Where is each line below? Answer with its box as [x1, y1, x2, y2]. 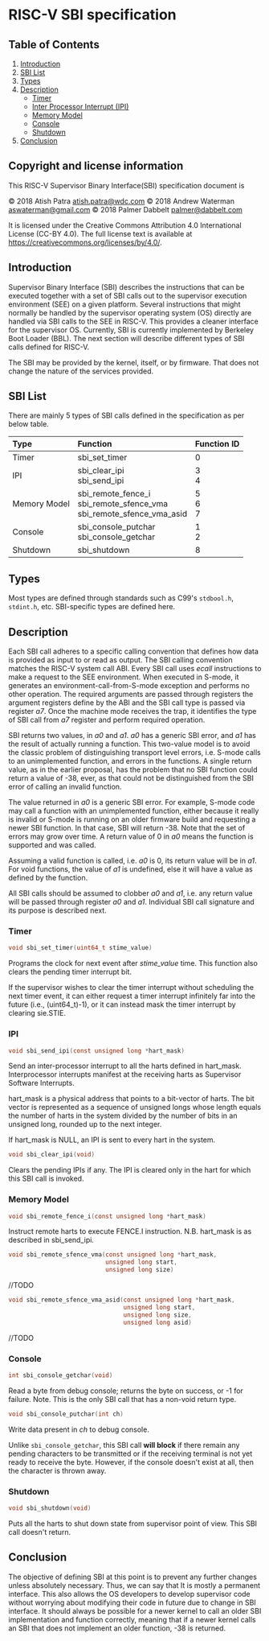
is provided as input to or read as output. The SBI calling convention [8, 655, 233, 665]
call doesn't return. [8, 1527, 71, 1536]
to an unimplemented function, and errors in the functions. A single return [8, 757, 252, 766]
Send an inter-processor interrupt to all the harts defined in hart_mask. [8, 1061, 243, 1071]
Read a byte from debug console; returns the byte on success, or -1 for [8, 1386, 243, 1396]
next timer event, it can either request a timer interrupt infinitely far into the [8, 992, 255, 1001]
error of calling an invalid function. [8, 782, 122, 792]
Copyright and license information [8, 159, 184, 173]
